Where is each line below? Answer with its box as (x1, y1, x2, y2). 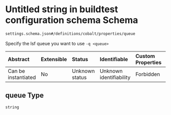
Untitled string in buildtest (5, 4, 119, 15)
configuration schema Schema (5, 14, 138, 26)
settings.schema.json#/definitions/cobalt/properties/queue (5, 31, 136, 36)
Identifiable (99, 55, 128, 63)
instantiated (8, 74, 36, 81)
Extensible (40, 55, 67, 63)
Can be (8, 67, 25, 74)
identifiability (99, 74, 131, 81)
